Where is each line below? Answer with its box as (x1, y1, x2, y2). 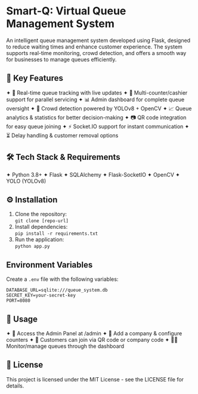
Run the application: (14, 236, 64, 243)
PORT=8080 (6, 298, 31, 304)
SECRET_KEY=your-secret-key (6, 292, 76, 299)
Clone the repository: (14, 211, 67, 218)
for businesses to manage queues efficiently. (6, 56, 117, 63)
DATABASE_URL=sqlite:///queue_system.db (6, 287, 109, 293)
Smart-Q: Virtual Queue (6, 4, 126, 18)
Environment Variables (6, 259, 93, 270)
